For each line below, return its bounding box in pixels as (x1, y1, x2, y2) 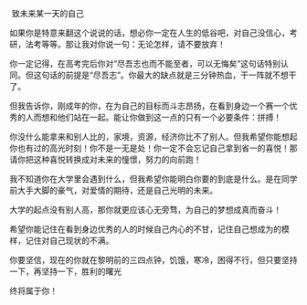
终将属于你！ (9, 286, 58, 296)
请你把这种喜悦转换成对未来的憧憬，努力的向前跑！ (9, 154, 202, 164)
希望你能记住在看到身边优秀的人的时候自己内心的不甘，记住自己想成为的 (9, 224, 281, 235)
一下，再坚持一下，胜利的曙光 (9, 266, 122, 277)
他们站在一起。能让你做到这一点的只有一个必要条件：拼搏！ (57, 112, 281, 122)
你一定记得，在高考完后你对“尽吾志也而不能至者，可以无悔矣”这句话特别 (9, 58, 281, 68)
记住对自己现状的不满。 (25, 236, 114, 246)
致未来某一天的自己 (11, 8, 84, 18)
